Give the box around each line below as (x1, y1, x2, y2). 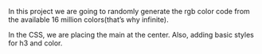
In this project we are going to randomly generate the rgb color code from (8, 7, 251, 16)
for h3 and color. (8, 38, 63, 48)
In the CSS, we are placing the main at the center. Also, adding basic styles (8, 31, 255, 39)
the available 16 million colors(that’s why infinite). (8, 15, 169, 24)
